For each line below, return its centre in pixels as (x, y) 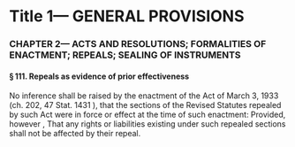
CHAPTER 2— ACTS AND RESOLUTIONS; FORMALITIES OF (138, 44)
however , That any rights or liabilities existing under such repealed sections (147, 124)
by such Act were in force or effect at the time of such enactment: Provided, (147, 115)
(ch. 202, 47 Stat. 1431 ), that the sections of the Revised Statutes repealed (145, 105)
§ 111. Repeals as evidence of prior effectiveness (99, 76)
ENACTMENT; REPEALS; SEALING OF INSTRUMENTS (125, 55)
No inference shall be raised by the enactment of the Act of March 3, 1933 (144, 96)
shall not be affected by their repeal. (75, 134)
